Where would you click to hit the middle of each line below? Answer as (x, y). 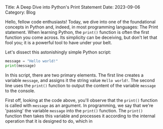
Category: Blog (20, 12)
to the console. (20, 91)
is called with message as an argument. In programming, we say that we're (79, 105)
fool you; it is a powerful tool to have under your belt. (58, 43)
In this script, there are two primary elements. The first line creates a (74, 75)
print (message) (21, 66)
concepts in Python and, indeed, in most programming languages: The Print (81, 27)
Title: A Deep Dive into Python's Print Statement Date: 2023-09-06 (73, 7)
